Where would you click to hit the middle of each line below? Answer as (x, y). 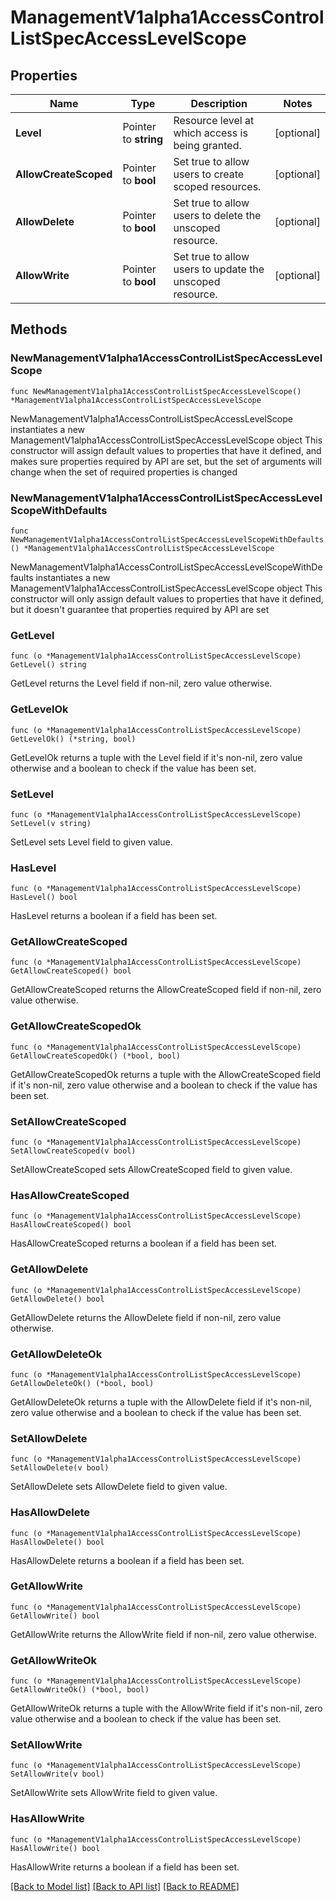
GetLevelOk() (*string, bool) (73, 739)
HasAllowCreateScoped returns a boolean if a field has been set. (144, 1243)
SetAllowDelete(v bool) (60, 1468)
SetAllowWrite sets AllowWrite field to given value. (114, 1793)
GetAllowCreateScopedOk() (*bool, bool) (96, 1056)
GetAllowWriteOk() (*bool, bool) (80, 1690)
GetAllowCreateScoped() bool (71, 971)
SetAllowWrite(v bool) (57, 1774)
